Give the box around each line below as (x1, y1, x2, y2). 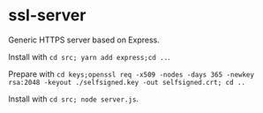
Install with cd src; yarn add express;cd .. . (8, 51, 171, 62)
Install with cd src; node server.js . (8, 94, 139, 104)
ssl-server (8, 5, 86, 26)
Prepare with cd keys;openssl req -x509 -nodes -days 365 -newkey (8, 68, 255, 79)
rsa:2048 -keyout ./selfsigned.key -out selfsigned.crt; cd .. (8, 78, 246, 87)
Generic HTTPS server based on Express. (8, 34, 160, 45)
